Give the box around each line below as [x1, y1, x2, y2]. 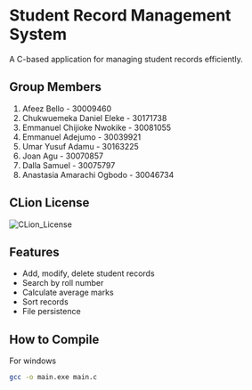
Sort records [21, 297, 69, 307]
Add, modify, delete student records [21, 268, 155, 279]
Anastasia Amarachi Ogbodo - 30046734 [21, 169, 175, 180]
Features [9, 244, 60, 259]
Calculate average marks [21, 287, 114, 298]
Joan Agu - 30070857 [21, 150, 104, 161]
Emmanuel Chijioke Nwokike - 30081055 [21, 122, 172, 133]
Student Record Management [9, 5, 232, 26]
